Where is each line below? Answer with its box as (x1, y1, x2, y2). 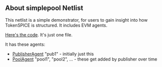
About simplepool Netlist (5, 4, 83, 12)
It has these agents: (5, 41, 45, 47)
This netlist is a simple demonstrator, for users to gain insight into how (5, 17, 148, 23)
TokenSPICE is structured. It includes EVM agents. (5, 22, 108, 28)
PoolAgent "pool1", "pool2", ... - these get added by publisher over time (12, 56, 158, 62)
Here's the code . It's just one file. (5, 32, 73, 37)
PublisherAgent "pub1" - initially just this (12, 51, 94, 57)
